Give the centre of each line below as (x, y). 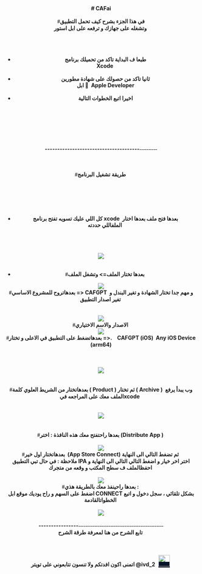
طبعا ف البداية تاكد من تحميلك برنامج (106, 59)
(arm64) (101, 345)
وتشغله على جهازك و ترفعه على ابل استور (100, 28)
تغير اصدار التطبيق (100, 299)
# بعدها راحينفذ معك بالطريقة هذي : (100, 487)
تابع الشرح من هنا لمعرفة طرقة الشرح (100, 532)
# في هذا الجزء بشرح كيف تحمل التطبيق (101, 21)
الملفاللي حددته (105, 225)
